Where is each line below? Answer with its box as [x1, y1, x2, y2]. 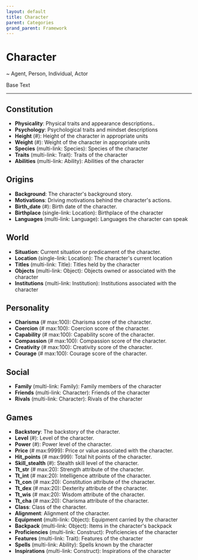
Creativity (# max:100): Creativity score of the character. [14, 344, 153, 351]
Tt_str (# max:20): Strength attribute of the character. [14, 466, 144, 473]
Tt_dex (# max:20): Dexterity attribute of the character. [14, 485, 148, 492]
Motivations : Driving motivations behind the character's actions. [14, 196, 172, 204]
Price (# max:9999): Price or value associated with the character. [14, 447, 174, 454]
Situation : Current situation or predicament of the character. [14, 248, 161, 255]
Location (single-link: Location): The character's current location [14, 255, 173, 262]
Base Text [6, 82, 31, 89]
